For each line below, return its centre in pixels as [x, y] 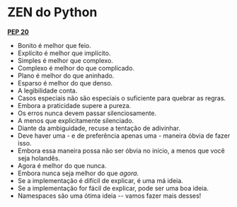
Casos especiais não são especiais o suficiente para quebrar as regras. [122, 98]
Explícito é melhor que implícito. [64, 53]
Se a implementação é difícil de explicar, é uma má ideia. [100, 180]
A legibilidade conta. [47, 90]
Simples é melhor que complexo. [65, 60]
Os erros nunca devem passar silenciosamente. [87, 113]
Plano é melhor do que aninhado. [66, 76]
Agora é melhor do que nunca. [62, 165]
